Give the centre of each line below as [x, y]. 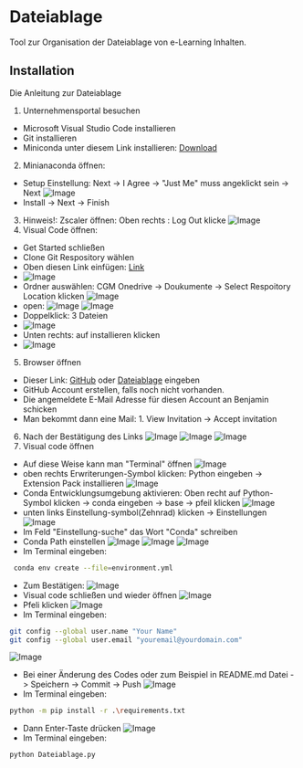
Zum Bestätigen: [53, 585]
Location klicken [53, 296]
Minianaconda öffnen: [64, 165]
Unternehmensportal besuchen [81, 110]
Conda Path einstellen [64, 542]
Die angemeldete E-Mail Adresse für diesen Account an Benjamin [146, 399]
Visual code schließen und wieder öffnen [100, 594]
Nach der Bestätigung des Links [83, 437]
